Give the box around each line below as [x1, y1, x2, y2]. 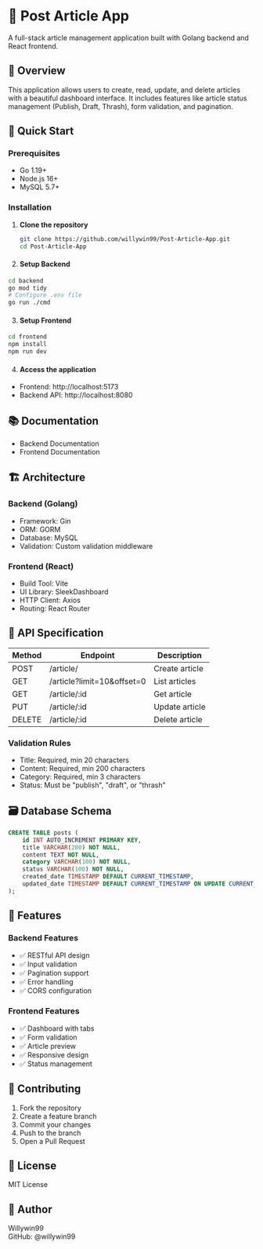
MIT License [8, 1180, 49, 1189]
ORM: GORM [19, 524, 61, 534]
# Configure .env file [8, 291, 82, 299]
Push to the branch [19, 1128, 81, 1138]
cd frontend [8, 333, 47, 341]
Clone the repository [19, 220, 88, 229]
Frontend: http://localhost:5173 [19, 382, 119, 392]
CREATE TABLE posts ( [8, 828, 79, 837]
